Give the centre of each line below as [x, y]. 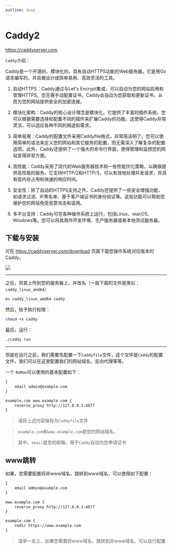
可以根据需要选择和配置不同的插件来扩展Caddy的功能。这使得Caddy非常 [89, 119]
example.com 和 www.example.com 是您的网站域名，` [69, 431]
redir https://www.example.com [48, 526]
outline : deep [20, 10]
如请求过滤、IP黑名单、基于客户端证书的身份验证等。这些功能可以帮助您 [89, 196]
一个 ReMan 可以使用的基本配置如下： [43, 372]
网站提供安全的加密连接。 [58, 101]
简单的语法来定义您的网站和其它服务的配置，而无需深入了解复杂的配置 [91, 142]
